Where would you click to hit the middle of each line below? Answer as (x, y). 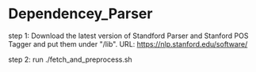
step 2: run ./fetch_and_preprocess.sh (70, 59)
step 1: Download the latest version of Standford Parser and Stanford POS (128, 36)
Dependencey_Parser (80, 14)
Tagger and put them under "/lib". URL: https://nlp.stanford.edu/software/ (128, 44)
